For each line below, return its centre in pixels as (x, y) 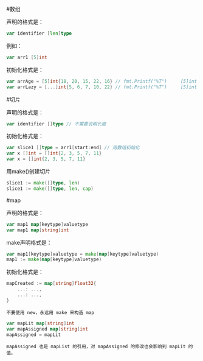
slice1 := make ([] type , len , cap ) (50, 188)
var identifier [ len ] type (39, 33)
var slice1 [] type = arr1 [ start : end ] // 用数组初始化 (73, 148)
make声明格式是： (29, 242)
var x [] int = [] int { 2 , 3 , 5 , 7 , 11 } (54, 153)
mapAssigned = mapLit (34, 335)
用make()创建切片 (28, 171)
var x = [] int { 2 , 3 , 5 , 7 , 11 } (46, 159)
